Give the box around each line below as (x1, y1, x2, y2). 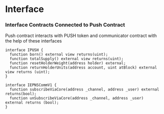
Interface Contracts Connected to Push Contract (5, 21, 126, 28)
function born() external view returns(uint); (9, 52, 108, 57)
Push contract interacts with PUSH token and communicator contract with (5, 32, 157, 38)
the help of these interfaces (5, 38, 62, 44)
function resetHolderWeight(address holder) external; (9, 61, 126, 66)
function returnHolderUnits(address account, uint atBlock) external (9, 65, 157, 70)
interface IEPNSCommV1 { (5, 82, 57, 88)
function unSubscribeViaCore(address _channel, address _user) (9, 96, 144, 101)
